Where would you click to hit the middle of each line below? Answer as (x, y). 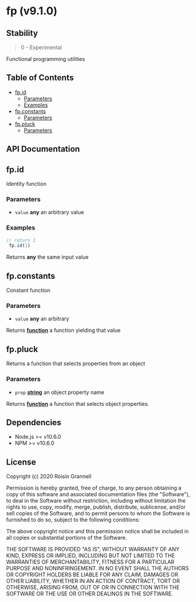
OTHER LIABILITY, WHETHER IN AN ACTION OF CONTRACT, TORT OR (93, 581)
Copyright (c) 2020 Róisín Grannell (49, 476)
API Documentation (43, 149)
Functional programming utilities (46, 59)
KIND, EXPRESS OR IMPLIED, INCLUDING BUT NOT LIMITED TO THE (91, 556)
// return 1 (21, 240)
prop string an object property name (59, 392)
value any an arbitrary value (49, 212)
